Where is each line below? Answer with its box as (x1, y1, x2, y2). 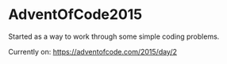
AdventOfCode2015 (8, 6, 143, 24)
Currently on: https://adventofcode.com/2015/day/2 (8, 47, 177, 56)
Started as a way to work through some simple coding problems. (8, 32, 220, 41)
